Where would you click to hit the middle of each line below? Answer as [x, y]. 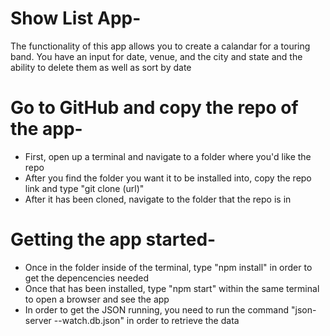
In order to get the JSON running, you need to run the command [157, 309]
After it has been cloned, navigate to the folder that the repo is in [158, 199]
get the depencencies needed [86, 278]
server [38, 320]
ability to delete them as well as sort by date [101, 67]
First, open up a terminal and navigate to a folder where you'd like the [168, 156]
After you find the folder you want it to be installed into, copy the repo [168, 178]
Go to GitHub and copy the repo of [154, 108]
